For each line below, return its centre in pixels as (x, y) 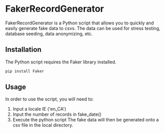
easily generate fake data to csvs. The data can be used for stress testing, (83, 28)
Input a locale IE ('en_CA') (39, 109)
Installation (23, 49)
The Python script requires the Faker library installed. (61, 62)
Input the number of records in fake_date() (57, 114)
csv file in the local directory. (43, 125)
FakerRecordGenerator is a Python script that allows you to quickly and (79, 23)
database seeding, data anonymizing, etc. (49, 34)
